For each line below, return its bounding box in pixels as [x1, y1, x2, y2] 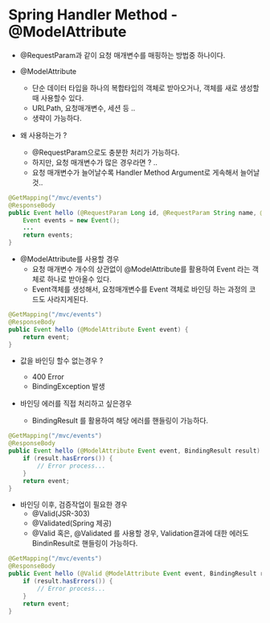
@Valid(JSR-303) [31, 509, 90, 518]
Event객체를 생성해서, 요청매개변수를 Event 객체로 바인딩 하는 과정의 [31, 284, 247, 295]
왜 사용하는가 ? [19, 130, 67, 140]
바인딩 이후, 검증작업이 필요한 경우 [19, 500, 128, 510]
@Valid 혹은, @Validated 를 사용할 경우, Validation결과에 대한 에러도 [31, 529, 249, 538]
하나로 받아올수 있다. [47, 274, 112, 284]
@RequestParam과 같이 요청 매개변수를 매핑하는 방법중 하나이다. [19, 50, 226, 60]
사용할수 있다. [40, 93, 84, 102]
